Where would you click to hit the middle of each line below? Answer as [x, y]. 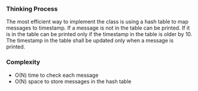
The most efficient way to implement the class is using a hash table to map [97, 22]
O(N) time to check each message [57, 75]
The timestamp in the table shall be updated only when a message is [90, 41]
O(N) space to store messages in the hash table [73, 81]
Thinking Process [32, 9]
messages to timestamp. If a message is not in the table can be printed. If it [98, 28]
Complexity [23, 62]
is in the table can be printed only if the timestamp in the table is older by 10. [99, 34]
